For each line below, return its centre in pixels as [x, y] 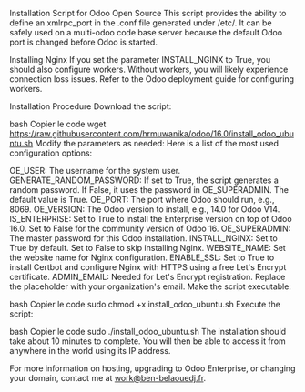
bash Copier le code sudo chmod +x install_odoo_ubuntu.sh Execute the [145, 304]
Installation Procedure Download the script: [91, 106]
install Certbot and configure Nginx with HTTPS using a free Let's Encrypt [148, 267]
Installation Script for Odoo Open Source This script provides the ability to [148, 13]
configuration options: [51, 153]
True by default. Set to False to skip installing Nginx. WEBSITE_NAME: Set [148, 248]
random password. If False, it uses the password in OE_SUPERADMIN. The [149, 190]
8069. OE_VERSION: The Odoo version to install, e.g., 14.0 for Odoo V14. [145, 209]
